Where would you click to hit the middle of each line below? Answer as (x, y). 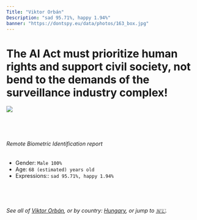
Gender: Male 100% (39, 163)
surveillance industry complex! (87, 93)
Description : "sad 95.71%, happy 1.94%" (59, 18)
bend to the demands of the (78, 79)
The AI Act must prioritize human (92, 53)
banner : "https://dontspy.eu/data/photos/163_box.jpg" (78, 23)
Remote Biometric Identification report (54, 144)
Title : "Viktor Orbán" (35, 12)
